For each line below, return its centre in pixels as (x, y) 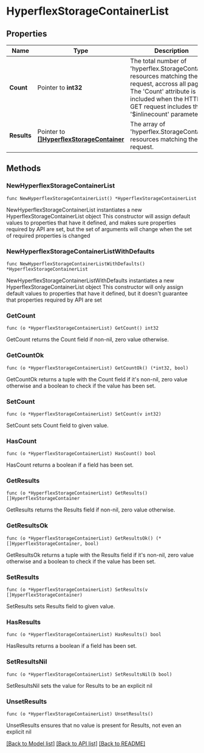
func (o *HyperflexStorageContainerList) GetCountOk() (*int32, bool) (97, 368)
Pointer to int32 (60, 88)
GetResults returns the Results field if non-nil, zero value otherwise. (91, 510)
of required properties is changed (48, 235)
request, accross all (158, 84)
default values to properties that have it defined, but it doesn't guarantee (97, 293)
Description (172, 51)
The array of (148, 124)
